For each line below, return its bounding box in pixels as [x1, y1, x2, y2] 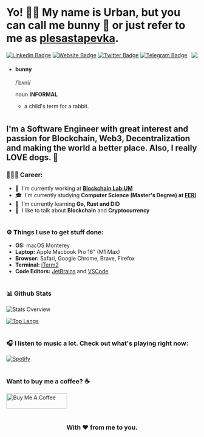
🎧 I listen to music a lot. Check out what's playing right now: [6, 339, 189, 348]
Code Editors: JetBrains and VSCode [15, 268, 109, 275]
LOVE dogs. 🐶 [6, 152, 59, 163]
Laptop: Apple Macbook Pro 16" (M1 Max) [15, 248, 120, 256]
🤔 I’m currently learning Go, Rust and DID [15, 200, 120, 208]
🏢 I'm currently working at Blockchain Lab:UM [15, 184, 133, 192]
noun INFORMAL [15, 91, 58, 98]
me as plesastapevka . [6, 32, 120, 45]
